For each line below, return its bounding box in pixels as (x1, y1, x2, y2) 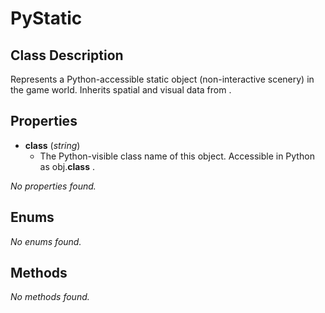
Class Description (10, 47, 124, 64)
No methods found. (10, 291, 90, 303)
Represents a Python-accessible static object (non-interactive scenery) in (10, 73, 315, 85)
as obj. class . (39, 160, 96, 172)
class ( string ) (24, 139, 81, 151)
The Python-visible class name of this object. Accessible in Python (39, 150, 315, 162)
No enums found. (10, 235, 82, 247)
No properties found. (10, 180, 97, 192)
